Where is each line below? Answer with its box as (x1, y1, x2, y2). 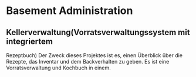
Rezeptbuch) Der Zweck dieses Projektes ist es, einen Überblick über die (6, 52, 183, 59)
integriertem (6, 36, 53, 46)
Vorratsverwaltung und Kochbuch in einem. (6, 64, 111, 71)
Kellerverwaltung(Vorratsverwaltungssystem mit (6, 27, 190, 37)
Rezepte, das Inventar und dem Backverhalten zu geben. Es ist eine (6, 58, 170, 65)
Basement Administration (6, 4, 133, 17)
